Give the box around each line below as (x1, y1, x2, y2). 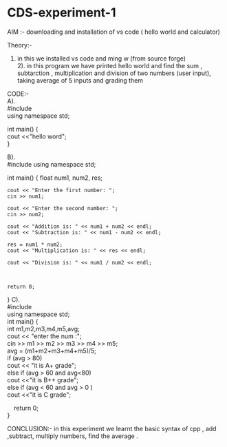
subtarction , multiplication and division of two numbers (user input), (17, 69, 211, 77)
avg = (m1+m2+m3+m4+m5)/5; (7, 346, 96, 355)
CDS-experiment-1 (7, 5, 116, 21)
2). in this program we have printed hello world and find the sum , (17, 61, 203, 70)
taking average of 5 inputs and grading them (17, 76, 143, 84)
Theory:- (7, 41, 32, 49)
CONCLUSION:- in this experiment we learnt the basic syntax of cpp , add (7, 424, 217, 433)
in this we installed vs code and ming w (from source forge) (17, 54, 186, 63)
